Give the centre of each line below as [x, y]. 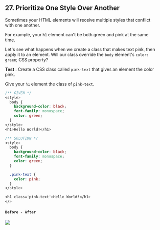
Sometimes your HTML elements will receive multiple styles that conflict [78, 20]
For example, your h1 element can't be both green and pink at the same [77, 34]
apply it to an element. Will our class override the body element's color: [77, 54]
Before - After [21, 212]
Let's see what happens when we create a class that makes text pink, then [80, 49]
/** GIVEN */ [18, 93]
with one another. [23, 25]
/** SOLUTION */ [22, 138]
